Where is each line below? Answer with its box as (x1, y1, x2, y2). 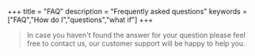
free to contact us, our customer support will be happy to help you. (26, 39, 246, 48)
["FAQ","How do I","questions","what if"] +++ (7, 15, 154, 24)
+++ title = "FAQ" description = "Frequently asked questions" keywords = (7, 7, 247, 16)
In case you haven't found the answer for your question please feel (26, 31, 246, 39)
